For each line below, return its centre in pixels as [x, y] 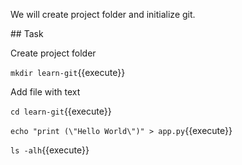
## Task [27, 33]
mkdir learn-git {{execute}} [68, 72]
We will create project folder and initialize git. [103, 14]
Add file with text [45, 92]
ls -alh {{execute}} [50, 150]
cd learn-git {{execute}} [61, 111]
